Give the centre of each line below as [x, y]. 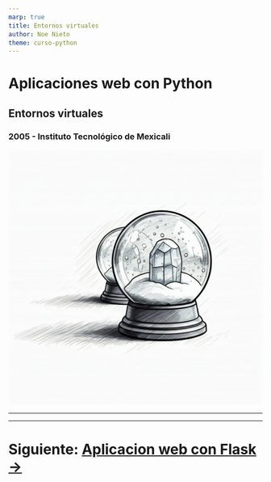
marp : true [27, 17]
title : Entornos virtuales [54, 25]
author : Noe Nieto [39, 34]
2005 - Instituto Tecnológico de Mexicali [90, 136]
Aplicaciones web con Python [110, 84]
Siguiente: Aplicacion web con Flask [132, 450]
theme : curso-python [43, 43]
